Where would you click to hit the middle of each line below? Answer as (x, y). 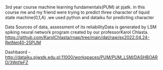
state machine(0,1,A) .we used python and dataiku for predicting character (80, 17)
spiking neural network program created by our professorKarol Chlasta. (77, 32)
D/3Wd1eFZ (17, 62)
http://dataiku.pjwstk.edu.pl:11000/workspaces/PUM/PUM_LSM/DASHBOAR (81, 57)
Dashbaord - (18, 52)
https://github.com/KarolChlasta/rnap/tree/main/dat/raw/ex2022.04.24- (77, 37)
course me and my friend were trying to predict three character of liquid (77, 12)
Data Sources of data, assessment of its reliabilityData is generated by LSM (81, 27)
